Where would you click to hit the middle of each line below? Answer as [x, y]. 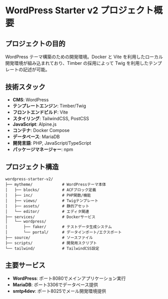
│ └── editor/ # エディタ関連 [47, 211]
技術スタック [25, 87]
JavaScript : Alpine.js [35, 124]
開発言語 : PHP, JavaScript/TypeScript [52, 143]
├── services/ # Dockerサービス [50, 217]
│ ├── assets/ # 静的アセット [47, 206]
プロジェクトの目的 [35, 44]
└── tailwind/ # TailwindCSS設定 [52, 248]
